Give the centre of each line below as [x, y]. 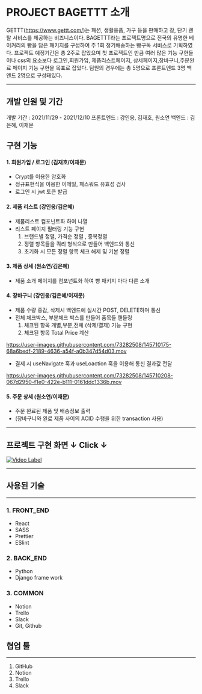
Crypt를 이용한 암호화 [40, 177]
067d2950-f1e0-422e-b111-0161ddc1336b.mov [64, 382]
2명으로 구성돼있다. [40, 75]
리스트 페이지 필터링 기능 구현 [49, 229]
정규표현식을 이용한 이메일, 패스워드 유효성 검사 [70, 184]
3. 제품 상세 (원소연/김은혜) [38, 266]
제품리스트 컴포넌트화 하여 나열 [51, 221]
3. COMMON [25, 593]
